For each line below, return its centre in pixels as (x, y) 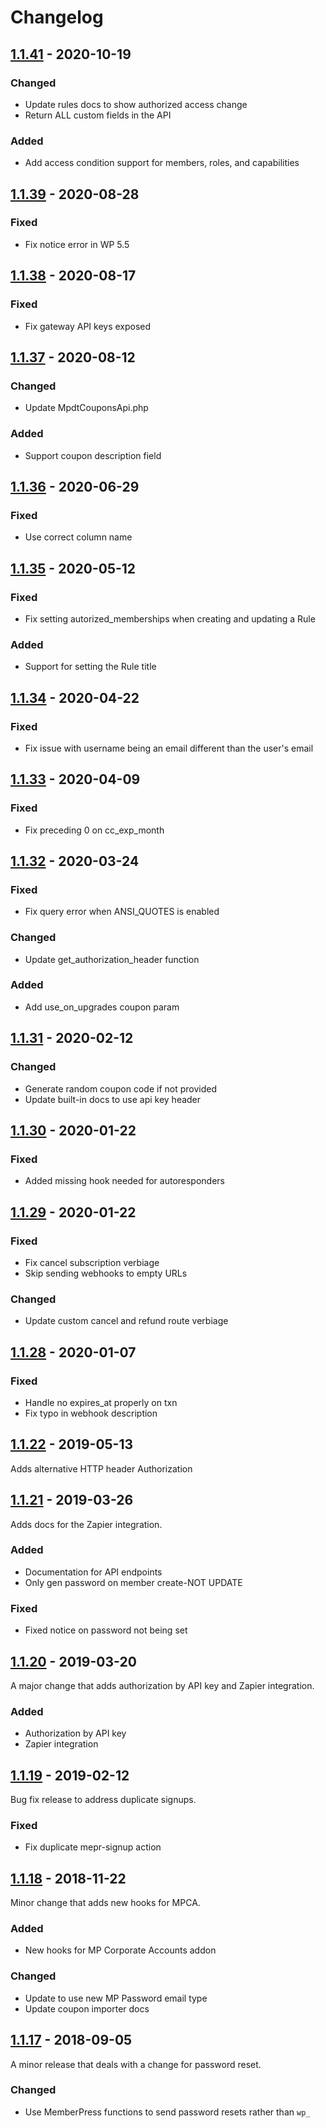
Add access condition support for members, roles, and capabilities (162, 163)
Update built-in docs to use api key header (113, 1099)
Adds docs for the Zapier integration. (86, 1524)
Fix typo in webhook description (91, 1413)
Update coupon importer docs (87, 2008)
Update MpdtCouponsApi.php (86, 408)
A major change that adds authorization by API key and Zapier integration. (162, 1685)
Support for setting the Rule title (90, 667)
